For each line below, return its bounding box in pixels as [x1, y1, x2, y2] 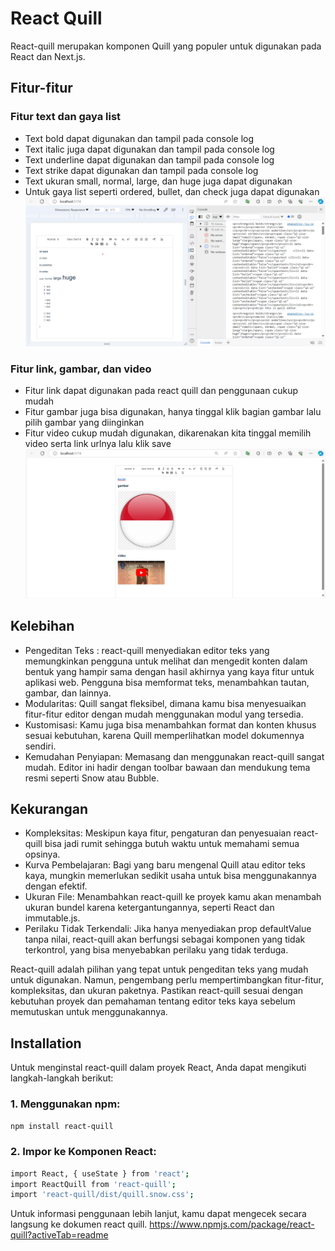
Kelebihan [10, 618, 75, 635]
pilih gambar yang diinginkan [24, 417, 145, 429]
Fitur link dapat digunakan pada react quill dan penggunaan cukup [24, 385, 299, 397]
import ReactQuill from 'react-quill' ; [10, 1179, 177, 1189]
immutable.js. [24, 912, 81, 924]
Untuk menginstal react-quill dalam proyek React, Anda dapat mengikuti [10, 1062, 307, 1074]
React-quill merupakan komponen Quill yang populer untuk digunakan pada [10, 40, 322, 52]
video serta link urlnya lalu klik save [24, 438, 172, 450]
